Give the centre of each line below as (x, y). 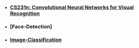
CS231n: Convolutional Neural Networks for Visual (72, 7)
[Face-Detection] (31, 26)
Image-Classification (36, 40)
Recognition (25, 13)
